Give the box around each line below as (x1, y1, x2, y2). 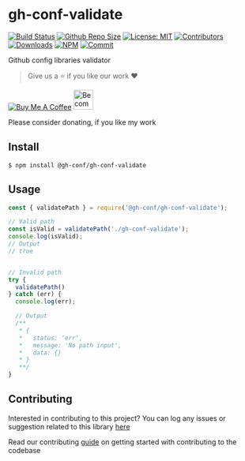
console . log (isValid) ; (8, 233, 83, 241)
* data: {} (18, 349, 62, 357)
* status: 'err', (18, 334, 83, 342)
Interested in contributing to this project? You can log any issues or (8, 413, 227, 423)
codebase (8, 445, 41, 455)
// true (8, 247, 34, 255)
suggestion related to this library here (8, 422, 130, 431)
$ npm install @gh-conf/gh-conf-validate (8, 161, 147, 169)
